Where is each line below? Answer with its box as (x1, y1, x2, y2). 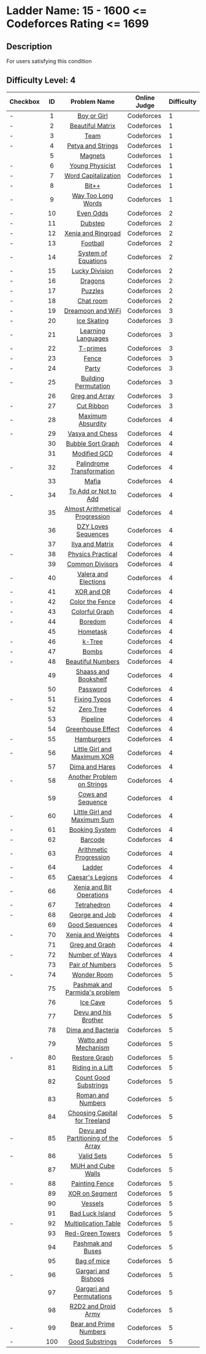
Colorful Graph (71, 607, 115, 616)
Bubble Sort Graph (66, 439, 120, 448)
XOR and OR (74, 587, 111, 596)
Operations (76, 890, 109, 899)
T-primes (78, 344, 107, 352)
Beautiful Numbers (65, 657, 120, 666)
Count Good (75, 1073, 110, 1081)
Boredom (79, 617, 106, 626)
